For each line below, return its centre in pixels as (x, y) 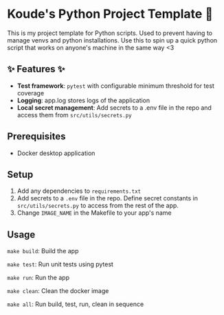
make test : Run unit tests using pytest (60, 264)
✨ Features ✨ (36, 69)
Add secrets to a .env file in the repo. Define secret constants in (107, 198)
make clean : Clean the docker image (58, 291)
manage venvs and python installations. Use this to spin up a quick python (112, 40)
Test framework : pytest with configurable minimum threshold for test (115, 86)
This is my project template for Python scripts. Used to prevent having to (110, 33)
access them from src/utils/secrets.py (74, 115)
